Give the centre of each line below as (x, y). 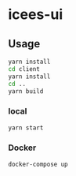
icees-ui (36, 15)
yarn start (26, 128)
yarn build (26, 91)
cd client (24, 69)
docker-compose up (38, 164)
